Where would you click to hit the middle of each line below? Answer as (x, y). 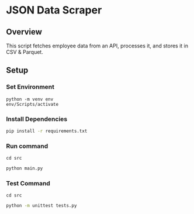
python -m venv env (30, 99)
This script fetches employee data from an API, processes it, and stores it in (97, 46)
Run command (27, 146)
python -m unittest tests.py (41, 206)
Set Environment (30, 87)
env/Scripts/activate (32, 104)
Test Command (28, 183)
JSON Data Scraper (54, 10)
